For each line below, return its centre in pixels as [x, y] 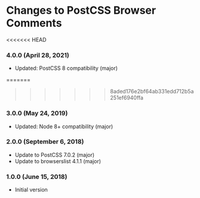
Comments [34, 23]
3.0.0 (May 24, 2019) [37, 113]
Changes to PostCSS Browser [81, 10]
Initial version [31, 190]
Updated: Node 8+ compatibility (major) [64, 126]
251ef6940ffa [127, 98]
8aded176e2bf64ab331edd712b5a [152, 92]
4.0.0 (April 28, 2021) [38, 55]
